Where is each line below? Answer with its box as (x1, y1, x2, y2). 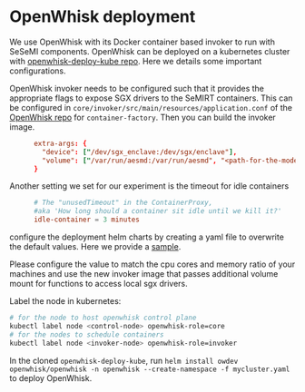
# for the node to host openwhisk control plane (9, 313, 197, 323)
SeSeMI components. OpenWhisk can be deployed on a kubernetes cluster (9, 45, 290, 56)
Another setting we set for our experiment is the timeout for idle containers (9, 181, 290, 191)
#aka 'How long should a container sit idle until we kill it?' (33, 207, 282, 216)
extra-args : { (33, 139, 88, 148)
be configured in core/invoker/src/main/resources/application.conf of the (9, 102, 293, 113)
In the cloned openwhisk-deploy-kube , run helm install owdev (9, 355, 239, 366)
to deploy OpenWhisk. (9, 372, 93, 383)
